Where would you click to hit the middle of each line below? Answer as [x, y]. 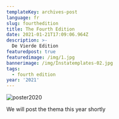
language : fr [23, 18]
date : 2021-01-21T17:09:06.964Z [47, 35]
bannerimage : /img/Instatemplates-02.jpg [60, 63]
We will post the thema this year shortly [56, 109]
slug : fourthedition [33, 23]
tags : [13, 69]
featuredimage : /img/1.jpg [41, 57]
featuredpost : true [31, 52]
